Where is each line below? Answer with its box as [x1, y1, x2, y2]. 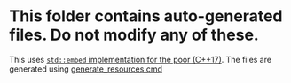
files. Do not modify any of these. [9, 25, 259, 45]
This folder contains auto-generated [9, 6, 283, 26]
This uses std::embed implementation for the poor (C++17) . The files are [9, 54, 272, 64]
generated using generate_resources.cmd [9, 64, 162, 74]
